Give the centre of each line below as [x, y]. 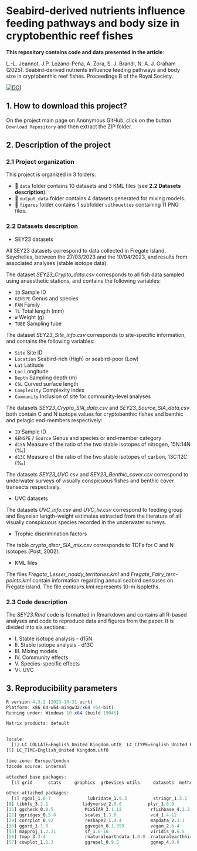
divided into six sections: [36, 627]
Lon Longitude [31, 371]
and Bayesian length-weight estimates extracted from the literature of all [94, 516]
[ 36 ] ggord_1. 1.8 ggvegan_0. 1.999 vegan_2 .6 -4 [93, 826]
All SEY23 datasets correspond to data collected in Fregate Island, [86, 250]
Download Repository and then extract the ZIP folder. [69, 126]
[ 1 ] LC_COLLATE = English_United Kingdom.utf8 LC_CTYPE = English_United [99, 745]
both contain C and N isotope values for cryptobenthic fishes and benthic [95, 414]
